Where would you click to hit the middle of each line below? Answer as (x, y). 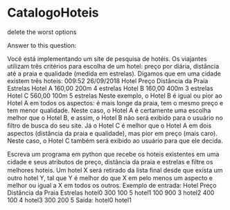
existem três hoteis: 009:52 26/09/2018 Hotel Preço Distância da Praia (108, 80)
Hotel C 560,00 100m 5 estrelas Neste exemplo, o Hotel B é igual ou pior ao (115, 96)
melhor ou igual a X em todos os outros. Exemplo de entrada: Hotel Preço (112, 185)
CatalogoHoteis (53, 13)
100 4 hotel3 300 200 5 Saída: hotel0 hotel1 (69, 200)
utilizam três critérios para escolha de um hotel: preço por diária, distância (113, 66)
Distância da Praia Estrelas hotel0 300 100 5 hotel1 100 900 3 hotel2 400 (111, 193)
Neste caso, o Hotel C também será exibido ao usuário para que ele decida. (115, 141)
